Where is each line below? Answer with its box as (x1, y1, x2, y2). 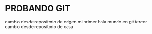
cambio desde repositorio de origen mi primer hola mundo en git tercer (5, 19, 147, 24)
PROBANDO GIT (5, 3, 70, 14)
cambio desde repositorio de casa (5, 23, 74, 29)
